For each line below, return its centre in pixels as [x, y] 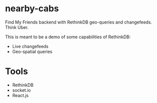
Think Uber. [17, 27]
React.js [20, 95]
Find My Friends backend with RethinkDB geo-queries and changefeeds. [78, 22]
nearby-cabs [32, 9]
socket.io [21, 90]
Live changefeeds [30, 46]
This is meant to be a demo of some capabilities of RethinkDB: [68, 37]
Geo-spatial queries [32, 51]
